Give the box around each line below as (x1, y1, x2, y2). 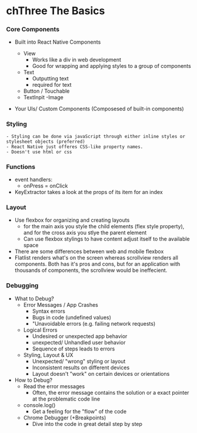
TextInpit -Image (23, 94, 64, 101)
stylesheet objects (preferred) (6, 139, 85, 145)
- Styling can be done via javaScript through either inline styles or (6, 133, 185, 139)
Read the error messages (23, 382, 85, 390)
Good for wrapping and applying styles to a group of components (32, 63, 191, 70)
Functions (6, 162, 35, 170)
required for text (32, 81, 72, 88)
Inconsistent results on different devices (32, 364, 130, 371)
